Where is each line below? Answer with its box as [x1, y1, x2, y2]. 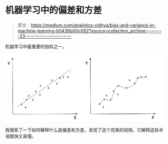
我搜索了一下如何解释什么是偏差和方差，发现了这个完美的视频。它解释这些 [5, 127, 159, 133]
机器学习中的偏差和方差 [5, 5, 102, 16]
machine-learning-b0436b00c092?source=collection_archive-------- [17, 28, 162, 34]
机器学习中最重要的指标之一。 [5, 43, 67, 49]
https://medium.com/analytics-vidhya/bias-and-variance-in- [31, 22, 156, 28]
